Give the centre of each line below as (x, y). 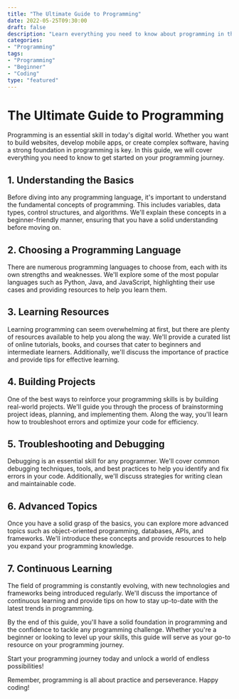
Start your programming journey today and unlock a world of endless (108, 658)
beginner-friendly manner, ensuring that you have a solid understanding (113, 220)
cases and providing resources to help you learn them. (87, 290)
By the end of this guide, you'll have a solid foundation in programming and (117, 622)
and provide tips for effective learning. (63, 359)
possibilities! (26, 666)
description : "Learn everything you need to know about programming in (116, 34)
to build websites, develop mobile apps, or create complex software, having (118, 142)
